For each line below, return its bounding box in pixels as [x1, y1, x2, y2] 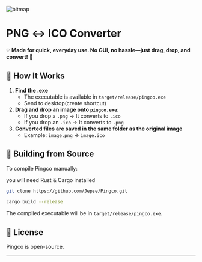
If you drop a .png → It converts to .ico [23, 112, 121, 120]
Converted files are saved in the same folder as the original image [14, 125, 183, 132]
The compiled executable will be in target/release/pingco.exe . [6, 210, 163, 217]
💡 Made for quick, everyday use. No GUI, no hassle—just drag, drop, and [6, 46, 191, 53]
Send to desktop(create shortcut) [23, 99, 107, 106]
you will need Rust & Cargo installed [6, 176, 96, 183]
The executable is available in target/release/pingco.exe [23, 93, 167, 100]
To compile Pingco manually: [6, 165, 78, 172]
